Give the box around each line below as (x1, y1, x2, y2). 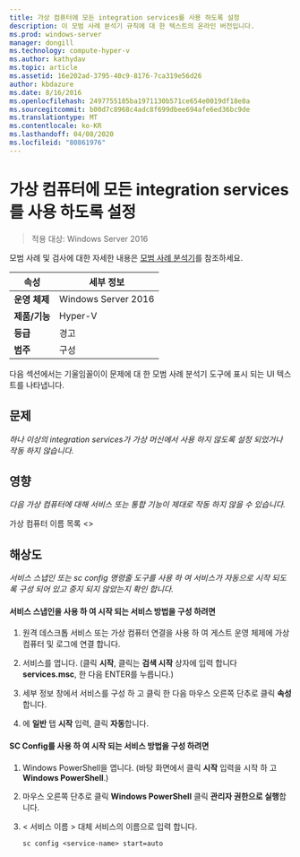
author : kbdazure (9, 80, 74, 89)
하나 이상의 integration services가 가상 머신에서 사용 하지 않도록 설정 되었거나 (9, 434, 284, 445)
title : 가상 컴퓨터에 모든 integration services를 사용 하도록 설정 (9, 13, 240, 22)
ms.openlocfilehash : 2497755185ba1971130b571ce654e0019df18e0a (9, 96, 251, 106)
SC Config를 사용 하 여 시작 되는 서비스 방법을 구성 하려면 (9, 740, 210, 751)
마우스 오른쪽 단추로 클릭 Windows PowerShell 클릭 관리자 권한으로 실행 (21, 791, 279, 801)
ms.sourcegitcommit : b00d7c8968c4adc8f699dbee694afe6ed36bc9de (9, 105, 251, 114)
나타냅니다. (25, 379, 65, 390)
